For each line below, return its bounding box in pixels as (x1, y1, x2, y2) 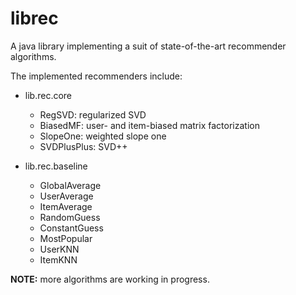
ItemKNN (39, 253, 78, 266)
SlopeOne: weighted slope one (39, 130, 167, 142)
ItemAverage (39, 200, 93, 212)
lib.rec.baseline (24, 160, 88, 172)
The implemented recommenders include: (10, 70, 183, 82)
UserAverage (39, 190, 94, 202)
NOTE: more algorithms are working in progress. (10, 273, 210, 285)
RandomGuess (39, 211, 101, 223)
